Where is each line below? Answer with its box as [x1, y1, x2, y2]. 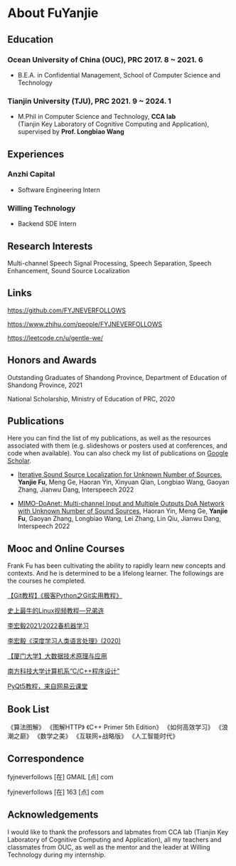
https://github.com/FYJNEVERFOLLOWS [7, 306, 127, 315]
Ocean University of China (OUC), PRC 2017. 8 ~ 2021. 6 [7, 55, 204, 65]
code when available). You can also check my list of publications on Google [7, 449, 229, 458]
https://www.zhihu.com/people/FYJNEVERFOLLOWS [7, 320, 163, 328]
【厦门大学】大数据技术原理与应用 [7, 652, 107, 660]
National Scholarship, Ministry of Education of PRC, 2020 [7, 394, 176, 403]
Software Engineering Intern [17, 185, 101, 194]
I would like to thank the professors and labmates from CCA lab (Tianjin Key [7, 828, 229, 836]
